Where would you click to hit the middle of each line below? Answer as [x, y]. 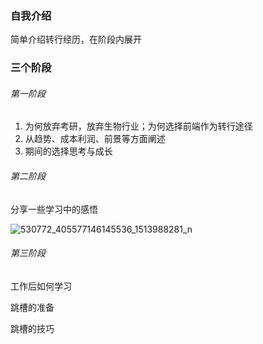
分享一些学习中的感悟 [54, 209]
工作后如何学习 [41, 286]
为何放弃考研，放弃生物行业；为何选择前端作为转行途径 [138, 126]
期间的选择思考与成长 [68, 151]
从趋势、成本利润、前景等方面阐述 [95, 139]
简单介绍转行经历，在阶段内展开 [76, 39]
